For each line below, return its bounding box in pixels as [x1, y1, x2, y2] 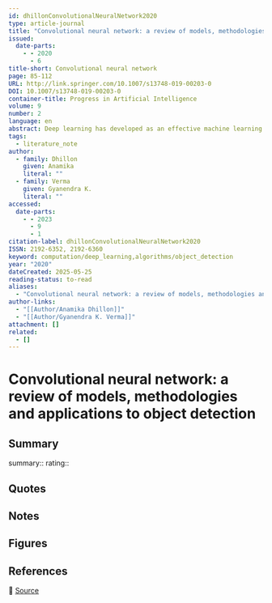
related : [8, 328, 38, 336]
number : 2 [8, 110, 42, 118]
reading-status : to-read [8, 275, 92, 283]
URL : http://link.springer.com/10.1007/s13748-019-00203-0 [8, 79, 212, 87]
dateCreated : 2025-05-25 [8, 268, 92, 276]
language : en [8, 117, 53, 125]
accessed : [8, 200, 42, 208]
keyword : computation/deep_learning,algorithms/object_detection [8, 253, 233, 261]
